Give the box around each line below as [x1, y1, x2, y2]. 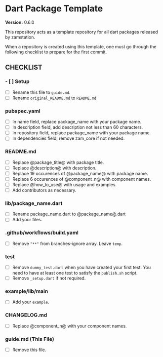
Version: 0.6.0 [5, 19, 35, 25]
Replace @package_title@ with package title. [12, 159, 104, 165]
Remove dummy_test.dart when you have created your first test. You [12, 265, 151, 271]
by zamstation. [5, 34, 36, 40]
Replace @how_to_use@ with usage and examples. [12, 181, 117, 188]
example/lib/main [5, 288, 48, 295]
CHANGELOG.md [5, 312, 47, 318]
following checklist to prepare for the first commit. [5, 49, 107, 55]
